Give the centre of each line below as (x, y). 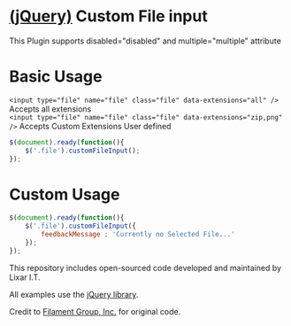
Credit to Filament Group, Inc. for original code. (95, 311)
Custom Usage (65, 194)
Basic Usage (56, 77)
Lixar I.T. (25, 277)
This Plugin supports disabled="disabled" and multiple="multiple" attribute (145, 41)
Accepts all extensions (50, 109)
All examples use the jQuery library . (74, 294)
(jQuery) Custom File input (108, 16)
